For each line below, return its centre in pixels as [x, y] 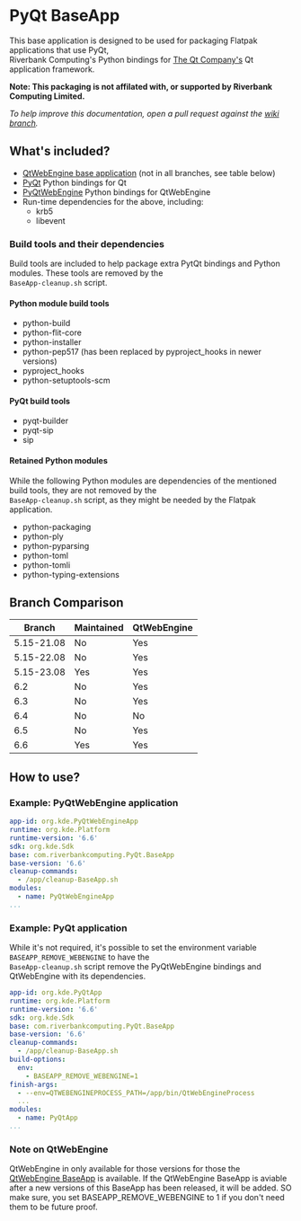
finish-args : [34, 1084]
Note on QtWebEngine [59, 1149]
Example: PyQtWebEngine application [94, 802]
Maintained [99, 628]
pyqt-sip [38, 430]
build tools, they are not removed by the [83, 490]
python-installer [52, 342]
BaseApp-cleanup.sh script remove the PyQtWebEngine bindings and [136, 967]
